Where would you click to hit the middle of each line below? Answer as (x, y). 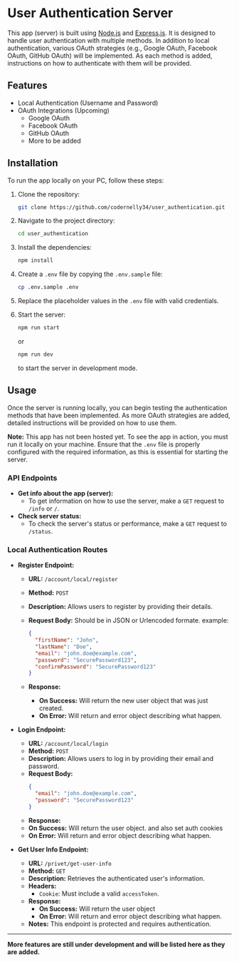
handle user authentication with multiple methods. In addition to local (108, 40)
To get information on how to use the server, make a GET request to (126, 501)
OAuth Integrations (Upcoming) (64, 110)
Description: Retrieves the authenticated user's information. (116, 878)
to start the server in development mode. (78, 368)
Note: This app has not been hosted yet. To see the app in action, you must (118, 436)
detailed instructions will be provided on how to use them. (92, 423)
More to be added (54, 140)
